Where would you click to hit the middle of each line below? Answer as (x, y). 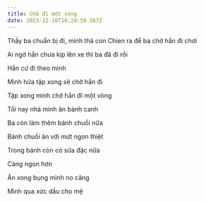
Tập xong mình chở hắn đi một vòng (60, 95)
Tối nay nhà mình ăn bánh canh (53, 109)
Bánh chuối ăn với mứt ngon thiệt (55, 136)
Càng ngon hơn (30, 164)
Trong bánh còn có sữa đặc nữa (54, 150)
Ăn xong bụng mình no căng (48, 177)
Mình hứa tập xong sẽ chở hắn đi (55, 81)
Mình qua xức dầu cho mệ (45, 191)
